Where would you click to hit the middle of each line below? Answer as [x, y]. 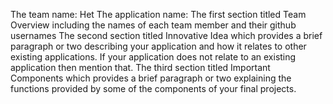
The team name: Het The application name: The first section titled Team [158, 14]
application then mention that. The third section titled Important [140, 67]
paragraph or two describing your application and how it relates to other [158, 46]
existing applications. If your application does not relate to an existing [153, 57]
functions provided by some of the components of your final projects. [153, 88]
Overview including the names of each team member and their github [153, 25]
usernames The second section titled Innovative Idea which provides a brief [166, 35]
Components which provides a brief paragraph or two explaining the [151, 78]
